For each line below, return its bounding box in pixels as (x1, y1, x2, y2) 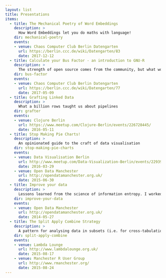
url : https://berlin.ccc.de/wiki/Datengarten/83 (18, 49, 121, 54)
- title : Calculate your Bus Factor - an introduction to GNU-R (9, 58, 145, 63)
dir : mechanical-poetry (14, 35, 63, 40)
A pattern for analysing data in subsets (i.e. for (18, 228, 127, 233)
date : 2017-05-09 (18, 90, 54, 95)
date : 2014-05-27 (18, 215, 54, 220)
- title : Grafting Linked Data (9, 95, 74, 100)
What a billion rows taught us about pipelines (18, 104, 119, 109)
